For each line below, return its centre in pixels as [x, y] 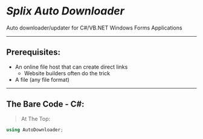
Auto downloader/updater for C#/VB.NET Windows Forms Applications [94, 28]
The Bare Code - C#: [45, 104]
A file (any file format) [42, 79]
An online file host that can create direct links [71, 67]
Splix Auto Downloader [66, 11]
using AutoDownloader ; [35, 130]
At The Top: [36, 119]
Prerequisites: [33, 52]
